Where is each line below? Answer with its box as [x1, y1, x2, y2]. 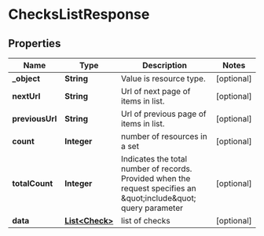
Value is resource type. [120, 73, 206, 84]
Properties [8, 37, 61, 50]
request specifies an [120, 183, 196, 194]
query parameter [120, 202, 183, 213]
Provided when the [120, 173, 191, 183]
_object [12, 73, 41, 84]
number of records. [120, 163, 192, 174]
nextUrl [12, 91, 41, 101]
